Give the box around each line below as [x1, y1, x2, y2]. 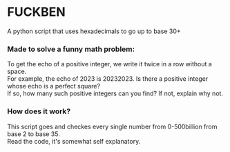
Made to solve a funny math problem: [7, 44, 135, 54]
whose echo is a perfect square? [7, 82, 101, 91]
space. [7, 67, 27, 76]
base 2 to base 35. [7, 129, 60, 138]
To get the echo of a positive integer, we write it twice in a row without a [7, 60, 212, 68]
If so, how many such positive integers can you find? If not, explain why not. [7, 89, 223, 97]
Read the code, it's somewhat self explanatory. [7, 137, 141, 145]
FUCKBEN [7, 4, 66, 20]
